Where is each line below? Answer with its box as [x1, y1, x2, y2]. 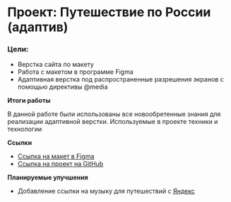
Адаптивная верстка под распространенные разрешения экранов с [17, 75, 224, 84]
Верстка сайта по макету [17, 61, 94, 69]
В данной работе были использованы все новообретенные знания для [7, 110, 221, 118]
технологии [7, 125, 42, 134]
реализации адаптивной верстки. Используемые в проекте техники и [7, 118, 218, 126]
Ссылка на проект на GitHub [17, 160, 104, 168]
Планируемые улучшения [7, 173, 88, 182]
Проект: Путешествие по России [7, 4, 211, 20]
